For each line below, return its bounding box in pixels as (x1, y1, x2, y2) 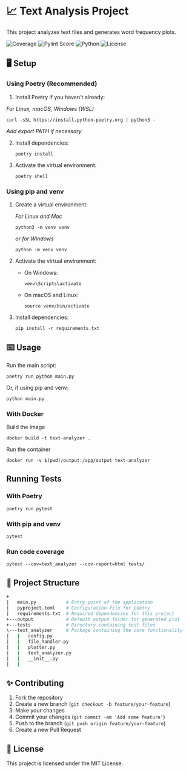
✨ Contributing (6, 678, 64, 688)
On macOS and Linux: (24, 291, 79, 298)
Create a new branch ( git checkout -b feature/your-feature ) (15, 700, 171, 708)
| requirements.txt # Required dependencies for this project (6, 610, 174, 617)
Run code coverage (6, 547, 65, 556)
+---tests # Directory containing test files (6, 622, 156, 628)
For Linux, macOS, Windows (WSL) (6, 105, 94, 112)
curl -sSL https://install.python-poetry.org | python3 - (6, 117, 156, 123)
